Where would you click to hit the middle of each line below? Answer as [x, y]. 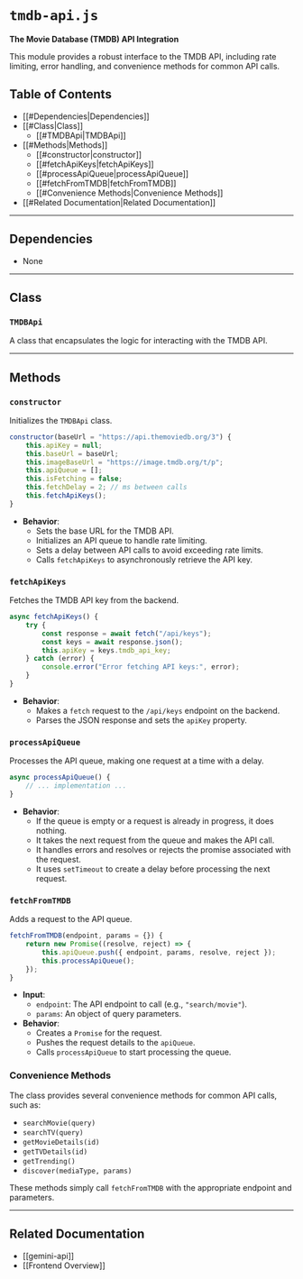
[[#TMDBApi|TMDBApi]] [81, 135]
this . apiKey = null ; [64, 445]
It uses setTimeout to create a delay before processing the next [153, 869]
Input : [34, 995]
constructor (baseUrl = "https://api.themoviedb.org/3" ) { [120, 437]
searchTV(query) [53, 1133]
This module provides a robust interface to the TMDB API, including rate [143, 56]
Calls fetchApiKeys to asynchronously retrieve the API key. [144, 559]
